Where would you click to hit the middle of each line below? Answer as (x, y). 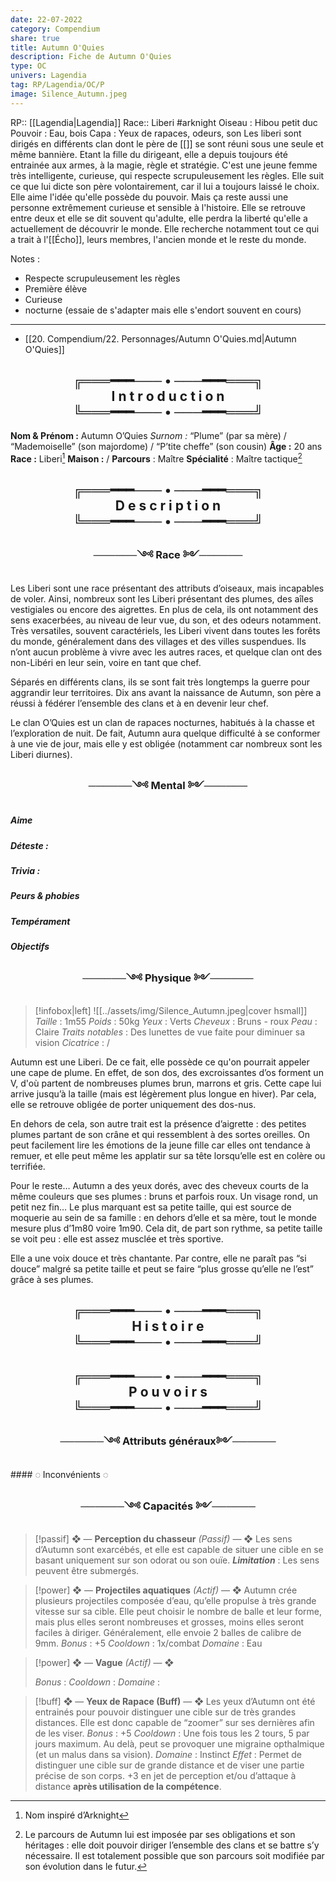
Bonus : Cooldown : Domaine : (97, 1682)
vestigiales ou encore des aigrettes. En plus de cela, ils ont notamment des (164, 609)
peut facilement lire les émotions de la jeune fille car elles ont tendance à (160, 1145)
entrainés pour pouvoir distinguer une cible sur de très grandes (165, 1712)
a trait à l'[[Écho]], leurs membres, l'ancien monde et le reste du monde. (158, 239)
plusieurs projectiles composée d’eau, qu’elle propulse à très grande (175, 1601)
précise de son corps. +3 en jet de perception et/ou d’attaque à (165, 1776)
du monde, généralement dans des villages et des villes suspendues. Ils (158, 641)
